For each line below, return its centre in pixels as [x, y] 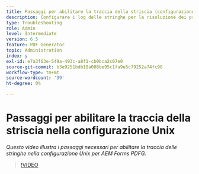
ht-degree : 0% [24, 84]
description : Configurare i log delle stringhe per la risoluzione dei [96, 17]
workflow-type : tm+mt [33, 72]
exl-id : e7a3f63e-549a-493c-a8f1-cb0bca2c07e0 [65, 61]
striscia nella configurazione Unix [91, 131]
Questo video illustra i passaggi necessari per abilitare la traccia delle [92, 147]
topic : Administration [34, 50]
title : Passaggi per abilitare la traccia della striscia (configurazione [100, 12]
